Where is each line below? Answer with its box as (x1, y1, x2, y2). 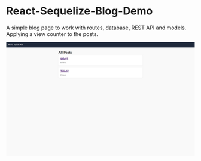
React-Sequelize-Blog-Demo (6, 4, 153, 18)
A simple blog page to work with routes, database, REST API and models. (6, 24, 187, 31)
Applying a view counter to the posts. (6, 30, 99, 37)
